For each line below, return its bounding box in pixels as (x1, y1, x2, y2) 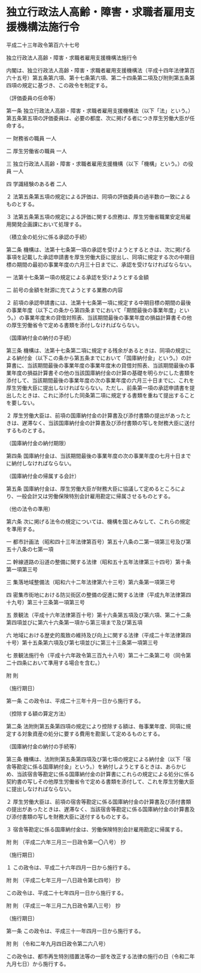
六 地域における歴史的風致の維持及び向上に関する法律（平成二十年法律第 (6, 631, 186, 638)
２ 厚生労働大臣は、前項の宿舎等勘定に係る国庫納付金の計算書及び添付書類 (6, 798, 191, 805)
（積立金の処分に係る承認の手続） (6, 233, 90, 240)
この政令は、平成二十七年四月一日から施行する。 (6, 889, 127, 896)
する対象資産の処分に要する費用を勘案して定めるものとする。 (11, 730, 163, 737)
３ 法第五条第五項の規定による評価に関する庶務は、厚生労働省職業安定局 (6, 213, 186, 220)
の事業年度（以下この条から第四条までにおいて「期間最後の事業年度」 (6, 306, 179, 314)
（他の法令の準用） (6, 505, 54, 512)
